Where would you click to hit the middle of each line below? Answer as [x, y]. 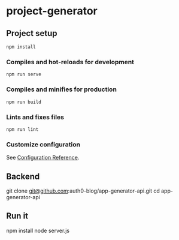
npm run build [24, 102]
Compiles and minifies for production [61, 89]
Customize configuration [43, 144]
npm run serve [24, 74]
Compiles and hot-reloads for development [70, 62]
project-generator [52, 11]
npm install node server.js [38, 230]
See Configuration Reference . [43, 158]
